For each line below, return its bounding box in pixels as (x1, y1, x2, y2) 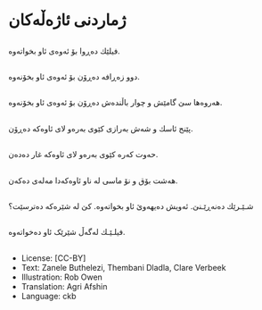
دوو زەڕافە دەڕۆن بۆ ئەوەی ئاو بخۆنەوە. (8, 71, 140, 81)
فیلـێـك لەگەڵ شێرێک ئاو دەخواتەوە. (8, 227, 126, 238)
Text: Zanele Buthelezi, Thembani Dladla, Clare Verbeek (20, 262, 226, 272)
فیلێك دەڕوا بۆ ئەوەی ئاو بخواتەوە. (8, 46, 121, 56)
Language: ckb (20, 290, 77, 301)
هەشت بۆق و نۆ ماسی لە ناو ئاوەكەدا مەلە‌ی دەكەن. (8, 175, 178, 186)
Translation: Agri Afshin (20, 281, 108, 291)
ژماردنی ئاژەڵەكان (8, 10, 127, 30)
